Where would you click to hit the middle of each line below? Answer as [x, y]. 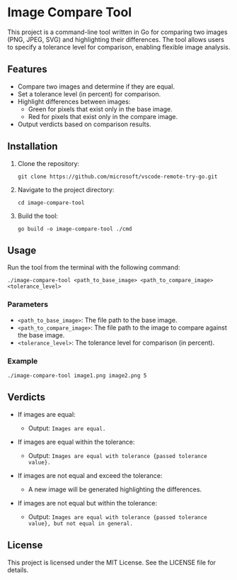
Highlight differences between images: [74, 101]
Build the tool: [38, 216]
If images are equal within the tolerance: [76, 442]
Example [23, 361]
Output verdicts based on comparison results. [84, 124]
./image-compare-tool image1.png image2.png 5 [77, 375]
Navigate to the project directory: [66, 189]
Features [27, 69]
